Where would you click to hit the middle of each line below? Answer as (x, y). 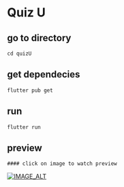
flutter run (24, 127)
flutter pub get (30, 90)
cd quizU (19, 53)
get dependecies (44, 74)
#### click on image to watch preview (62, 164)
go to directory (39, 38)
